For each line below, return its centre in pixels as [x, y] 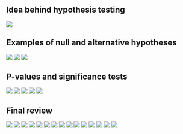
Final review [29, 110]
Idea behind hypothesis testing [66, 10]
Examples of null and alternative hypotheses [91, 43]
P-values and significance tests [67, 77]
